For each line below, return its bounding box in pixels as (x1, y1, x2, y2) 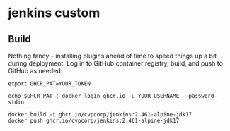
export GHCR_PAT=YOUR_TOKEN (8, 80, 91, 87)
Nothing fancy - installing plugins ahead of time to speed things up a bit (8, 51, 217, 60)
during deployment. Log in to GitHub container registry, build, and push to (8, 59, 224, 68)
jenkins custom (8, 5, 100, 21)
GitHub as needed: (8, 67, 63, 75)
